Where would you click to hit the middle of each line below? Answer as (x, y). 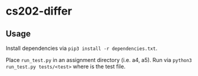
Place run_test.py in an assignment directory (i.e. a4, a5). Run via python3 (99, 60)
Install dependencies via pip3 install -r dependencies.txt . (82, 48)
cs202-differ (39, 11)
